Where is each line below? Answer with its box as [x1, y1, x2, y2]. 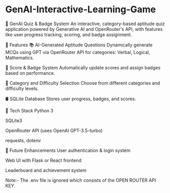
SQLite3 [5, 117, 23, 124]
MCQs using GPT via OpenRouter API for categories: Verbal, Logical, [5, 49, 150, 55]
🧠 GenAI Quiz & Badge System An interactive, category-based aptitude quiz [5, 21, 165, 27]
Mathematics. [5, 54, 34, 61]
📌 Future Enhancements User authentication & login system [5, 147, 131, 153]
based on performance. [5, 70, 55, 76]
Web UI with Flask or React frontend [5, 157, 82, 163]
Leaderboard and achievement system [5, 167, 87, 173]
